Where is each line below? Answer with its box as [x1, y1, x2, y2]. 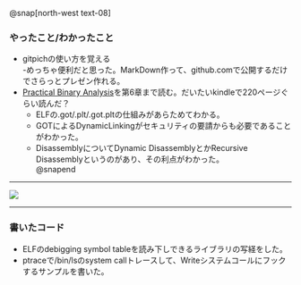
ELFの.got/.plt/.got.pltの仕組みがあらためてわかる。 [35, 109, 225, 120]
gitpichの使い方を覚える [21, 54, 111, 64]
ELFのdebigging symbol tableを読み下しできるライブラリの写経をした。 [21, 243, 288, 254]
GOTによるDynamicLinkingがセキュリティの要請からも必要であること [35, 121, 292, 131]
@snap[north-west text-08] [9, 8, 112, 18]
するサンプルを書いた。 [21, 265, 109, 276]
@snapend [35, 164, 76, 175]
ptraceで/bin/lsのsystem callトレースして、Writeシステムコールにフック [21, 255, 287, 265]
